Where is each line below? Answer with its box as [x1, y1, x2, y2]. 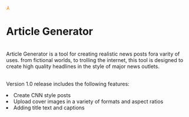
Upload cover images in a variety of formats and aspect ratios [14, 98, 164, 105]
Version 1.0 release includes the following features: [6, 80, 130, 87]
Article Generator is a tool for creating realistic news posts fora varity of [6, 50, 180, 57]
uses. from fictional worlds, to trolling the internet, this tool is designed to [6, 56, 184, 63]
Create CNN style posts [14, 91, 71, 98]
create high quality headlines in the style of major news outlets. [6, 63, 160, 70]
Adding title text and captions [14, 104, 85, 111]
